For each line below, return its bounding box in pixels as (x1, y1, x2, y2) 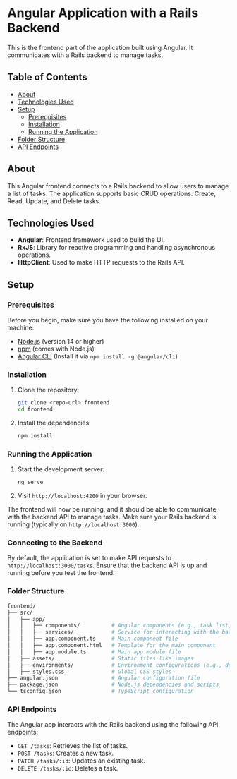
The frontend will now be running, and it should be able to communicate (7, 505, 217, 514)
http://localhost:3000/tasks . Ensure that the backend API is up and (7, 561, 207, 569)
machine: (7, 323, 35, 332)
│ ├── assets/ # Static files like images (7, 655, 194, 662)
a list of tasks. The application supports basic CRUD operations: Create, (7, 189, 217, 198)
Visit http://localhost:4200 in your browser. (17, 492, 147, 500)
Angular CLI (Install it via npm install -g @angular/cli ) (17, 352, 178, 361)
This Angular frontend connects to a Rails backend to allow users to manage (7, 181, 229, 190)
